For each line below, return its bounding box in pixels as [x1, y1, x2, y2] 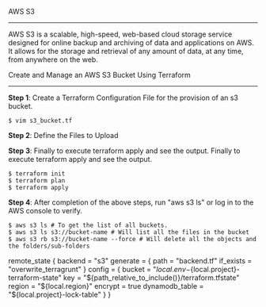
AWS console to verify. [8, 206, 83, 215]
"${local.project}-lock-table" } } [8, 290, 112, 299]
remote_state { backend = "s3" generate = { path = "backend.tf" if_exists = [8, 256, 253, 265]
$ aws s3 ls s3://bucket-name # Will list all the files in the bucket [8, 228, 249, 236]
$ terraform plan [8, 177, 66, 185]
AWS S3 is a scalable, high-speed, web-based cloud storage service [8, 29, 233, 39]
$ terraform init [8, 170, 66, 178]
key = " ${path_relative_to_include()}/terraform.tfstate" [63, 273, 240, 282]
